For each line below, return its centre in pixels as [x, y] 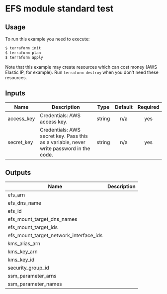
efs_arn [16, 195]
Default [124, 107]
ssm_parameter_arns [32, 276]
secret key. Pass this [64, 136]
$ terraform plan [23, 53]
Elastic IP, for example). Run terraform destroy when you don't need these [82, 72]
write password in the [65, 148]
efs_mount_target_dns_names [42, 219]
